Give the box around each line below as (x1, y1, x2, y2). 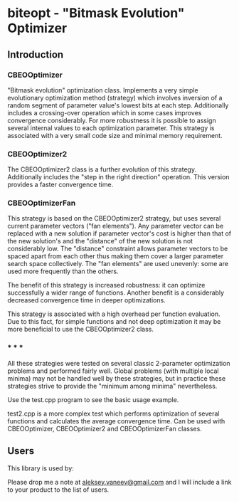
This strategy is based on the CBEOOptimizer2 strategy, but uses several (7, 214, 221, 223)
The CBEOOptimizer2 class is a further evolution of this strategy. (7, 165, 197, 174)
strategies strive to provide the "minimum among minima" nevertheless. (7, 381, 218, 390)
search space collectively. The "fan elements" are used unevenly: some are (7, 260, 229, 268)
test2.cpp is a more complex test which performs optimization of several (7, 409, 220, 418)
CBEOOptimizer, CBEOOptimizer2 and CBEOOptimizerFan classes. (7, 424, 203, 433)
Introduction (7, 48, 64, 60)
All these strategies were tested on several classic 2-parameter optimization (7, 359, 230, 367)
